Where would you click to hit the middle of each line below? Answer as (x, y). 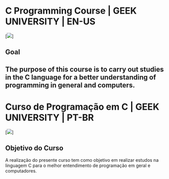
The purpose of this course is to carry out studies (84, 69)
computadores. (21, 171)
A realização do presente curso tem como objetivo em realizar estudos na (82, 160)
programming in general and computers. (70, 85)
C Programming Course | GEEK (71, 11)
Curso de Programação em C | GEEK (82, 107)
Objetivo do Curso (34, 148)
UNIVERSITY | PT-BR (50, 118)
